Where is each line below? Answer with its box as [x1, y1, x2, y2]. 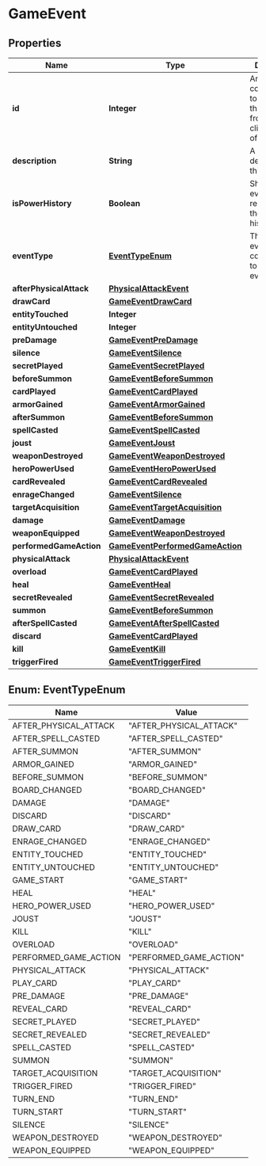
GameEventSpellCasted [108, 425, 200, 436]
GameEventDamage [108, 515, 186, 525]
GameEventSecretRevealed [108, 592, 215, 603]
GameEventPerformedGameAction [108, 540, 242, 551]
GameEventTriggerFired [108, 657, 201, 667]
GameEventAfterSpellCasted [108, 618, 220, 628]
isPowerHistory [12, 198, 72, 208]
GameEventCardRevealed [108, 476, 207, 487]
